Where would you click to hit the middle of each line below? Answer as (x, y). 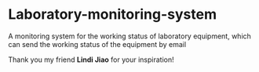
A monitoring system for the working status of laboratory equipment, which (129, 36)
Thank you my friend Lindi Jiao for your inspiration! (91, 59)
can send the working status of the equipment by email (97, 44)
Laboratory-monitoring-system (113, 14)
